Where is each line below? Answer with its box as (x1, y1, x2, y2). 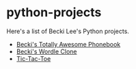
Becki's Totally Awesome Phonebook (16, 40, 121, 48)
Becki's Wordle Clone (16, 47, 77, 55)
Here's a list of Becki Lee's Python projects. (6, 27, 129, 35)
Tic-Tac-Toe (16, 54, 51, 62)
